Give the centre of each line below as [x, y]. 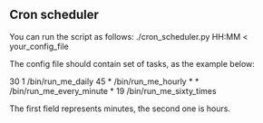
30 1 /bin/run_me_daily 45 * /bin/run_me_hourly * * [104, 81]
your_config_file [39, 46]
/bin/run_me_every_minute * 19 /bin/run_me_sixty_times [113, 90]
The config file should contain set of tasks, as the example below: [132, 63]
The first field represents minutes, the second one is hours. [120, 109]
